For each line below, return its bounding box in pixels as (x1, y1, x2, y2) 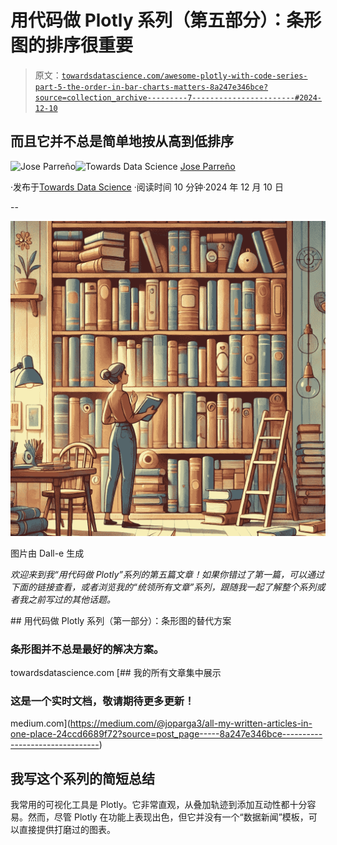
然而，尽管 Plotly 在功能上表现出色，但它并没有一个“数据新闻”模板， (27, 811, 309, 823)
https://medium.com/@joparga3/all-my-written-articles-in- (69, 717, 313, 730)
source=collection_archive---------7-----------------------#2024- (34, 92, 322, 103)
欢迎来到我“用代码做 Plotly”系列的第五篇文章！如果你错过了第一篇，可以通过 (10, 568, 325, 580)
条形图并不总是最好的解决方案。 (10, 642, 165, 656)
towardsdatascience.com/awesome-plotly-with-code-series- (61, 71, 308, 81)
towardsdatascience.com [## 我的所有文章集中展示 (10, 667, 222, 679)
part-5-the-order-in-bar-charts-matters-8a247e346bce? (34, 82, 269, 92)
